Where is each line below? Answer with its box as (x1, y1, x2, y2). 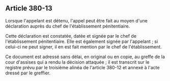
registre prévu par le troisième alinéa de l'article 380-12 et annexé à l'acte (5, 64, 160, 70)
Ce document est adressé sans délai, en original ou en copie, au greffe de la (5, 53, 165, 60)
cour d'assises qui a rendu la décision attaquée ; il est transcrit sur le (5, 59, 150, 65)
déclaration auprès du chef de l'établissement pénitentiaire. (5, 23, 130, 29)
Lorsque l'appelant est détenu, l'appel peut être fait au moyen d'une (5, 17, 148, 23)
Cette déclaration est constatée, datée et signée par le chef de (5, 33, 136, 39)
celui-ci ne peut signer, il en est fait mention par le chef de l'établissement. (5, 43, 162, 50)
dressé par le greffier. (5, 70, 51, 76)
